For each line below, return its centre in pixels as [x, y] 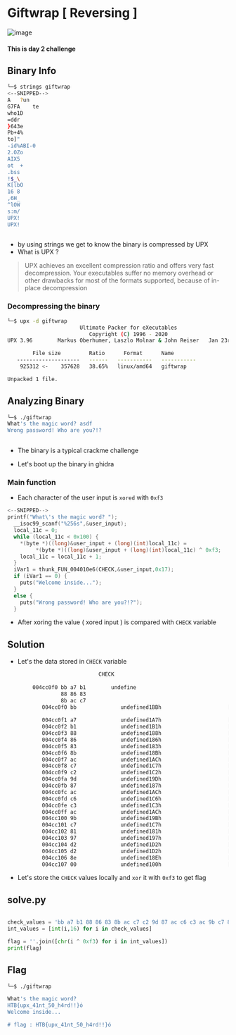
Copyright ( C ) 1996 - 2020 [129, 334]
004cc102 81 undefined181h [101, 832]
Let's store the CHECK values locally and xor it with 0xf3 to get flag [112, 878]
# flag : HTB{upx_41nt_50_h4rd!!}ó [59, 1025]
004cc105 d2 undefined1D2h [101, 851]
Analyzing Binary [46, 401]
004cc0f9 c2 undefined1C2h [101, 773]
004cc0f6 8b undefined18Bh [101, 753]
